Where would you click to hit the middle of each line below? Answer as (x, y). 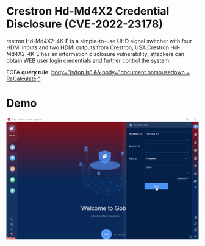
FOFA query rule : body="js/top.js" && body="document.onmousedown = (98, 72)
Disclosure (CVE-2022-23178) (85, 24)
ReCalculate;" (23, 79)
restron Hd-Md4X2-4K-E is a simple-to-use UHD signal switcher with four (99, 41)
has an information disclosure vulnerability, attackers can (113, 54)
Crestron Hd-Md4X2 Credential (88, 11)
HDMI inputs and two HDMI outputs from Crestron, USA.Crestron (88, 47)
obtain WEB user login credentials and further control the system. (88, 60)
